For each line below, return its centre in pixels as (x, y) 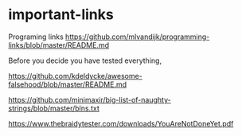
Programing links (36, 37)
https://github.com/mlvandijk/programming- (137, 37)
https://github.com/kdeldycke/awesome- (76, 76)
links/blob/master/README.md (59, 45)
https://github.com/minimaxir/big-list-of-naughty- (90, 99)
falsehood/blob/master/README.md (68, 84)
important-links (61, 15)
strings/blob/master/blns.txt (54, 108)
